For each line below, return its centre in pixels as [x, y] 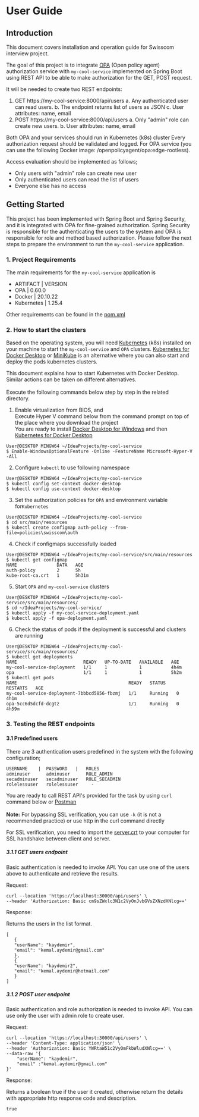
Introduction [30, 33]
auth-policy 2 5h [44, 570]
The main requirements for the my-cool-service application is [81, 272]
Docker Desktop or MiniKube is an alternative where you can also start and [98, 356]
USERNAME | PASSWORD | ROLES [53, 768]
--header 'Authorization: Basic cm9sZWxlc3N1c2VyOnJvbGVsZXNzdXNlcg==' [97, 901]
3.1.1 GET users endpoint [37, 852]
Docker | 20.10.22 [36, 297]
